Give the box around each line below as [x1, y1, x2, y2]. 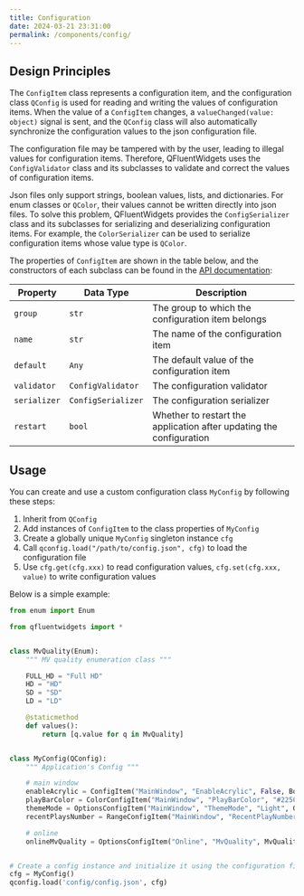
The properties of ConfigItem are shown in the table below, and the [9, 255, 260, 267]
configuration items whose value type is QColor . [9, 238, 187, 249]
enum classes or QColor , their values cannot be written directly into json [9, 200, 278, 211]
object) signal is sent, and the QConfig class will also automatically [9, 117, 258, 127]
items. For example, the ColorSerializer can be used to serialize [9, 228, 251, 240]
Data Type [83, 287, 129, 299]
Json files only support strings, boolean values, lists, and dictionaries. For [9, 190, 284, 201]
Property [17, 287, 57, 299]
